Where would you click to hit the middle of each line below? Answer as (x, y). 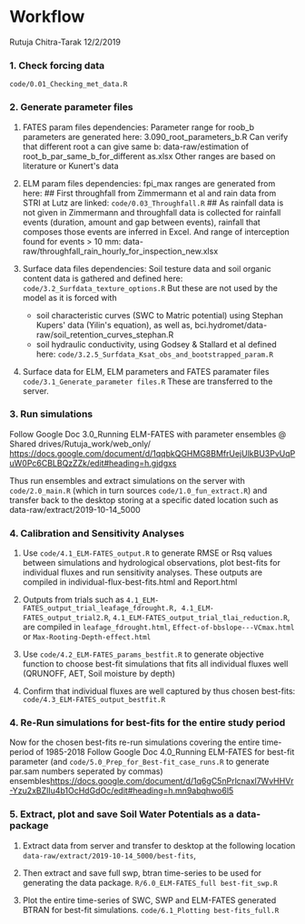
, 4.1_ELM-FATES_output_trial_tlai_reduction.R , (199, 618)
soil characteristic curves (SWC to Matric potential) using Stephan (160, 315)
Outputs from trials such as (73, 600)
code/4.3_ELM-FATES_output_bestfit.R (94, 700)
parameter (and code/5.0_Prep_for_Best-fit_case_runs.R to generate (139, 762)
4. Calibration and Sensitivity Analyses (97, 533)
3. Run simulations (51, 414)
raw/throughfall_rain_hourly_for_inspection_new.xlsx (120, 251)
